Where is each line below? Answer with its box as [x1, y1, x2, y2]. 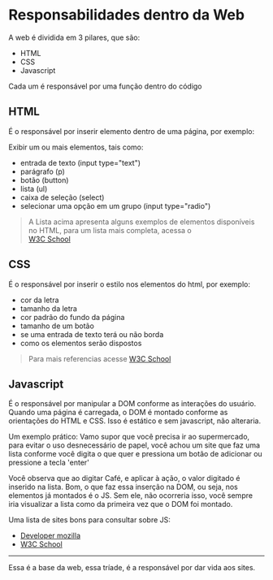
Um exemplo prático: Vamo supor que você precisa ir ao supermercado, [8, 432, 250, 442]
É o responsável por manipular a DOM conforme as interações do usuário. [8, 399, 257, 409]
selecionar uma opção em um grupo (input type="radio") [19, 201, 211, 210]
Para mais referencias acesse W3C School [28, 353, 171, 363]
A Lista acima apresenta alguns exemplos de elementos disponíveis [28, 217, 255, 227]
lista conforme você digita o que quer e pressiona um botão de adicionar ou [8, 449, 262, 459]
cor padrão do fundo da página [19, 312, 125, 322]
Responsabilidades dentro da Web [8, 6, 245, 24]
